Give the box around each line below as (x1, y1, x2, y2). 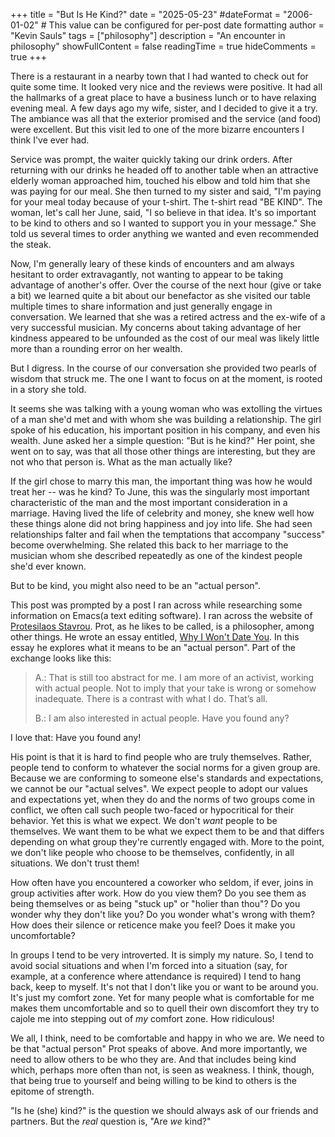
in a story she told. (10, 384, 87, 395)
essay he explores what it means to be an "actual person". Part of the (10, 642, 296, 653)
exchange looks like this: (10, 652, 112, 664)
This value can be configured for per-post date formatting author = (48, 19, 325, 31)
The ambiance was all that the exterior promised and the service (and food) (10, 113, 322, 124)
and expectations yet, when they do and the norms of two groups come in (10, 794, 316, 805)
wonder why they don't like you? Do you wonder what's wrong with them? (10, 909, 316, 920)
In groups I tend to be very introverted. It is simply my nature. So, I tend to (10, 949, 314, 961)
